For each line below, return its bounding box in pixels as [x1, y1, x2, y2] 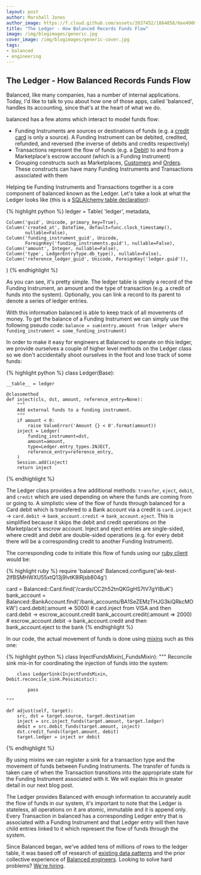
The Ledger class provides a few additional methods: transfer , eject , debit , [6, 487, 194, 494]
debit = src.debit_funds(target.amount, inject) [17, 723, 141, 730]
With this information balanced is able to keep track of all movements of [6, 309, 184, 316]
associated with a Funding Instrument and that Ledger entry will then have [6, 819, 189, 826]
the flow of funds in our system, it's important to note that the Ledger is [6, 799, 182, 807]
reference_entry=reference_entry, [28, 449, 114, 455]
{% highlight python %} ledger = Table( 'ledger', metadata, [6, 208, 151, 215]
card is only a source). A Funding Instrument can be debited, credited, [14, 134, 188, 141]
